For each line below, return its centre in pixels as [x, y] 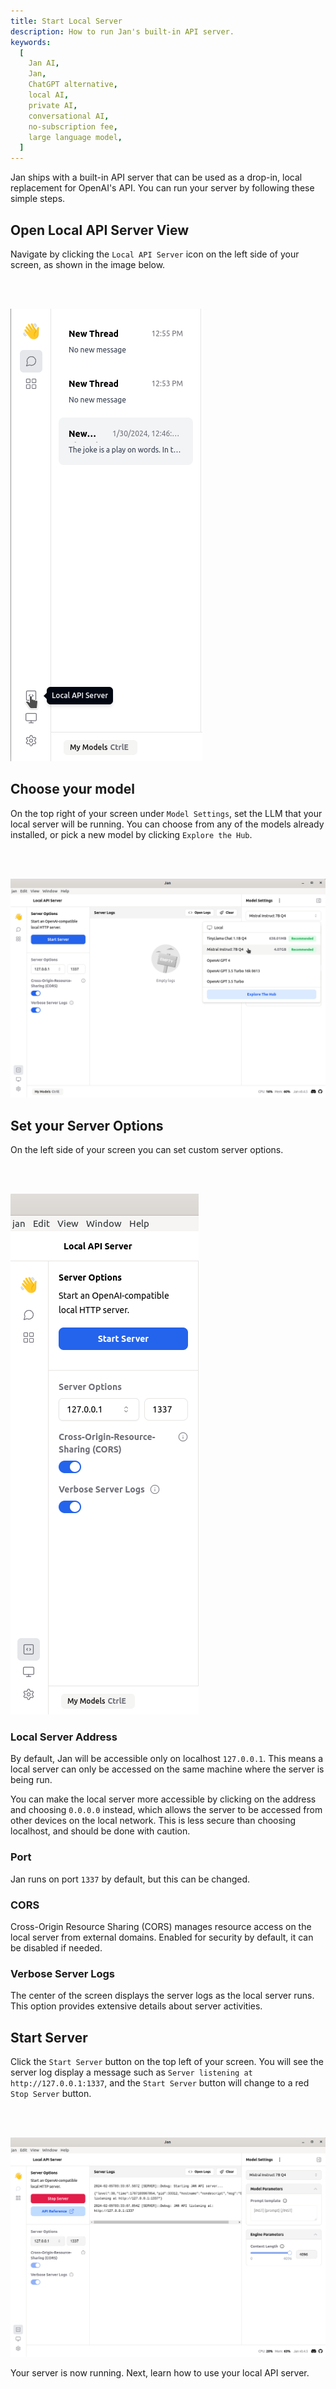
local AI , [49, 95]
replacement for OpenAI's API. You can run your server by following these [162, 188]
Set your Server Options [87, 1125]
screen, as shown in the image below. [88, 264]
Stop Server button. [51, 2093]
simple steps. [38, 199]
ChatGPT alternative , [73, 85]
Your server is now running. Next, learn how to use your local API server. [160, 2372]
